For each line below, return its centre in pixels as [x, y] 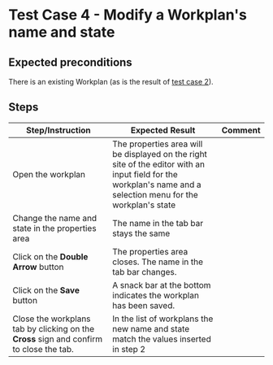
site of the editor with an [159, 164]
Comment [241, 130]
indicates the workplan [156, 295]
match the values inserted [162, 339]
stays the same [141, 233]
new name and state [151, 328]
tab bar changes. [145, 272]
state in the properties [54, 228]
